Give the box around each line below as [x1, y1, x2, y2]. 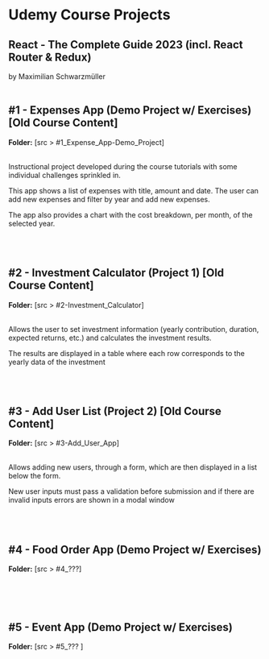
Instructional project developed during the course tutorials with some [8, 161, 238, 171]
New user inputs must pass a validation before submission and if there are [8, 487, 255, 496]
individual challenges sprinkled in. [8, 170, 121, 180]
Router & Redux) [8, 50, 92, 64]
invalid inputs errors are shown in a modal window [8, 495, 175, 505]
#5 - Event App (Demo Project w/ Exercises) [8, 620, 234, 634]
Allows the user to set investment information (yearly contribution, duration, [8, 324, 259, 334]
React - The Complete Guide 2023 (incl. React [8, 38, 243, 52]
